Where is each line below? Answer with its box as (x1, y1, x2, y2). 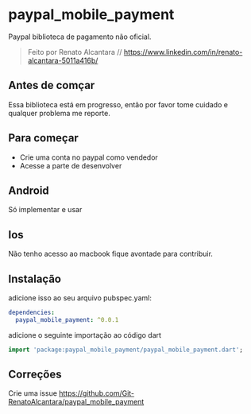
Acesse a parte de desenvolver (19, 161, 122, 170)
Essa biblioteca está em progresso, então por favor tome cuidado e (8, 99, 229, 109)
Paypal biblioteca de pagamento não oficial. (8, 32, 152, 41)
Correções (8, 368, 62, 381)
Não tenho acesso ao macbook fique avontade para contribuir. (8, 249, 213, 259)
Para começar (8, 131, 79, 145)
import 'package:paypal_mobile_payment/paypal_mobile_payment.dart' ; (8, 346, 244, 354)
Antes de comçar (8, 79, 95, 92)
